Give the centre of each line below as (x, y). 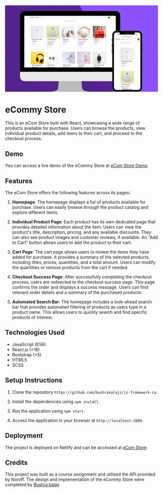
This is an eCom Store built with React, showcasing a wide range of (72, 123)
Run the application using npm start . (48, 411)
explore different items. (35, 213)
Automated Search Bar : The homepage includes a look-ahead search (82, 302)
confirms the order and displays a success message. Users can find (80, 287)
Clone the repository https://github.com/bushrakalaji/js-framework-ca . (85, 392)
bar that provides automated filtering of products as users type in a (79, 307)
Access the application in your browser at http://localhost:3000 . (78, 420)
